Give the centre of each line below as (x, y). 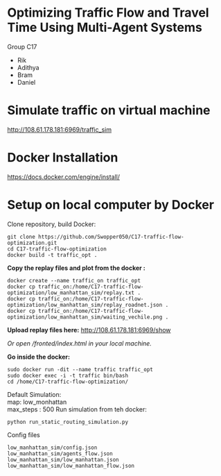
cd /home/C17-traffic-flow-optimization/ (68, 382)
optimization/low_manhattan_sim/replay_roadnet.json (85, 305)
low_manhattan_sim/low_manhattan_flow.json (71, 466)
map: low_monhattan (37, 402)
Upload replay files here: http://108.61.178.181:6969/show (89, 330)
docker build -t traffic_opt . (52, 255)
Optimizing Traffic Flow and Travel (108, 13)
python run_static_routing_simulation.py (68, 422)
